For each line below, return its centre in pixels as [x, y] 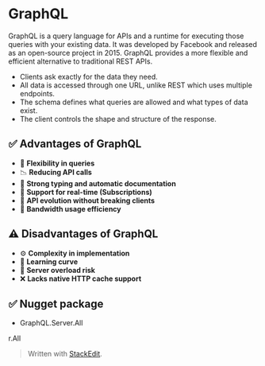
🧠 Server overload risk [57, 270]
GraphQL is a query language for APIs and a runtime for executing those [126, 36]
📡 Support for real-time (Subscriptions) [86, 192]
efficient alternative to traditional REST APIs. [81, 61]
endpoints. [37, 93]
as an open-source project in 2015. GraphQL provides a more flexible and [128, 53]
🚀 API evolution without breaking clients [87, 201]
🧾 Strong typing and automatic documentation [98, 183]
